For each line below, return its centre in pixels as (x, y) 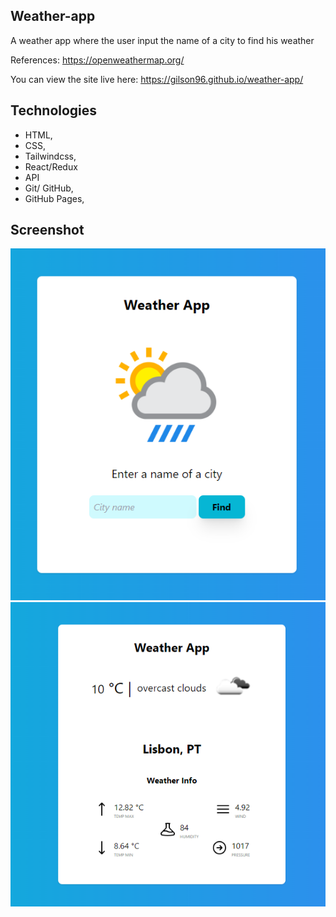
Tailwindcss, (50, 156)
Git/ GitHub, (49, 188)
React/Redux (51, 166)
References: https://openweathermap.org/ (97, 60)
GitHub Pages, (54, 198)
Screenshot (47, 230)
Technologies (54, 110)
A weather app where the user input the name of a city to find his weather (162, 40)
